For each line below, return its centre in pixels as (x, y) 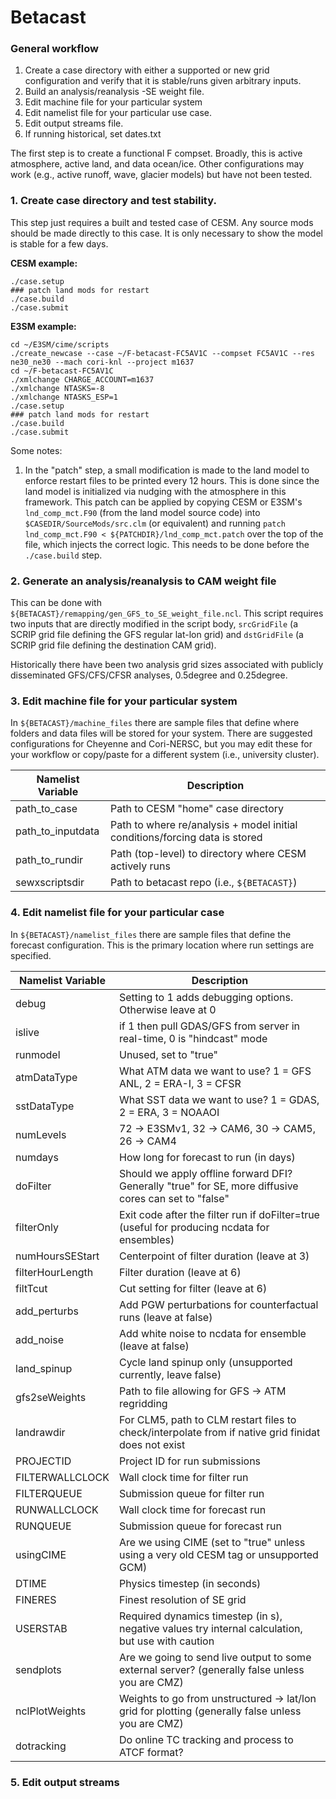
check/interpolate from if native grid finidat (219, 1432)
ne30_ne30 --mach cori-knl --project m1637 (102, 362)
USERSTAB (41, 1628)
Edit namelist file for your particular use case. (118, 113)
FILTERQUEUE (49, 1493)
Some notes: (36, 450)
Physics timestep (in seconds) (190, 1583)
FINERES (36, 1599)
